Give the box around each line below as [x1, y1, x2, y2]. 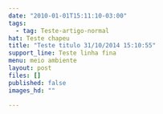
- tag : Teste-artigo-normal [15, 26, 110, 35]
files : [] [8, 71, 42, 79]
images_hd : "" [8, 86, 56, 95]
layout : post [8, 64, 52, 72]
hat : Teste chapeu [8, 34, 70, 43]
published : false [8, 79, 67, 87]
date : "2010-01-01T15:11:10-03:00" [8, 11, 128, 20]
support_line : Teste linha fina [8, 49, 116, 57]
